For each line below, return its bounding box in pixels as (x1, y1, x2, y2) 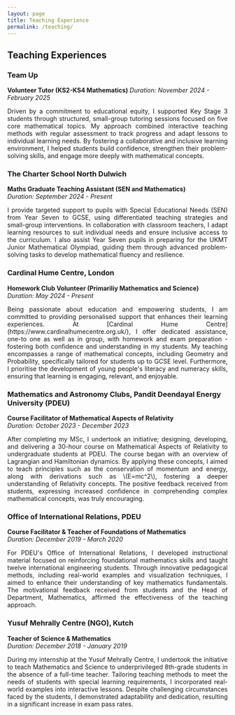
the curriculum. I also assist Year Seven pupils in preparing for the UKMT (7, 236, 228, 244)
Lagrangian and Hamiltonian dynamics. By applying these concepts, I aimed (7, 457, 228, 465)
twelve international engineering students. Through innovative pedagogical (7, 564, 228, 572)
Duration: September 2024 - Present (7, 192, 113, 201)
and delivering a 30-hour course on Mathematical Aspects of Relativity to (7, 442, 228, 451)
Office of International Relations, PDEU (7, 511, 141, 521)
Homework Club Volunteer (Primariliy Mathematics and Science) (7, 284, 199, 292)
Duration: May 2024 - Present (7, 291, 94, 299)
